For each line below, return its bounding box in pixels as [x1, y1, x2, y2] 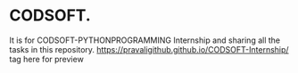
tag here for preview [9, 53, 85, 64]
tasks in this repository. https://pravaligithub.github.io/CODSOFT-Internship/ [9, 44, 289, 54]
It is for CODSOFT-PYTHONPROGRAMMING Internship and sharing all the [9, 35, 281, 45]
